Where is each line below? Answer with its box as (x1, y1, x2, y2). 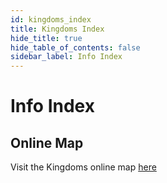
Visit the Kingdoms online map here (10, 161, 157, 173)
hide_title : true (10, 33, 83, 43)
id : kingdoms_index (10, 14, 92, 25)
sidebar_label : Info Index (10, 52, 123, 62)
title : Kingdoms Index (10, 24, 105, 34)
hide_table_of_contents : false (10, 42, 141, 53)
